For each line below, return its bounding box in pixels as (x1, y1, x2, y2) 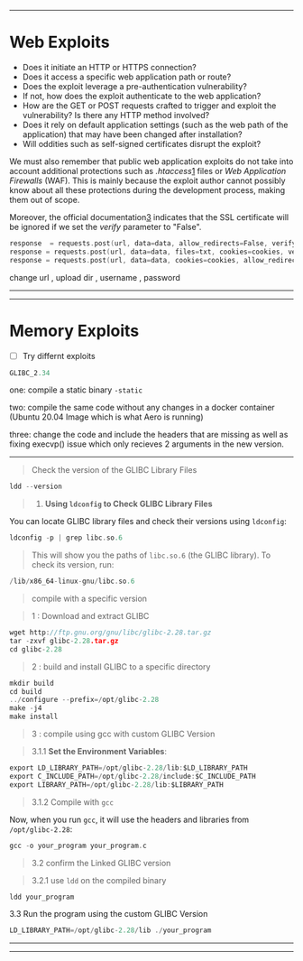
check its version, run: (31, 559, 115, 570)
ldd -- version (9, 482, 63, 492)
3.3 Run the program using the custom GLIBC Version (9, 909, 208, 919)
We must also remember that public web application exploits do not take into (9, 155, 294, 167)
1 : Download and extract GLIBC (31, 611, 150, 622)
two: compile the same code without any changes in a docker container (9, 402, 275, 413)
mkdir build (9, 679, 54, 688)
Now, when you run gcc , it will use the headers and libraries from (9, 814, 250, 825)
